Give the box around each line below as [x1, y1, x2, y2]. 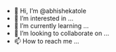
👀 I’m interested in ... [13, 14, 74, 22]
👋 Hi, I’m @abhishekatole [13, 7, 86, 15]
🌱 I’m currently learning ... [13, 22, 89, 30]
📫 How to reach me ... [13, 37, 79, 45]
